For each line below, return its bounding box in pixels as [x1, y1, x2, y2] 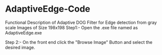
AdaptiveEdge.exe [5, 30, 42, 36]
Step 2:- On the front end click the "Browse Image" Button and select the [5, 39, 153, 45]
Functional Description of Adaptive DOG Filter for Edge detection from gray [5, 19, 157, 25]
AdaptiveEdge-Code [5, 3, 90, 15]
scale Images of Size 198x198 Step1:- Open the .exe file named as [5, 24, 138, 30]
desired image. [5, 44, 35, 50]
